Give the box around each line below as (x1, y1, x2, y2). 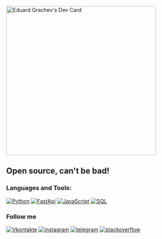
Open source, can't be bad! (6, 166, 109, 176)
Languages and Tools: (6, 184, 72, 192)
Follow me (6, 212, 37, 220)
